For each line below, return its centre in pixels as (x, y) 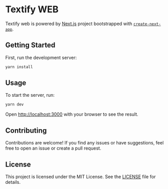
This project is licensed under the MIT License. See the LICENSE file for (81, 176)
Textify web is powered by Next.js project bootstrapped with (69, 24)
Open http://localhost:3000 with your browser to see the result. (72, 114)
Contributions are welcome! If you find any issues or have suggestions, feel (85, 143)
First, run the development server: (41, 57)
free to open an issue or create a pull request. (53, 148)
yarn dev (15, 104)
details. (13, 182)
